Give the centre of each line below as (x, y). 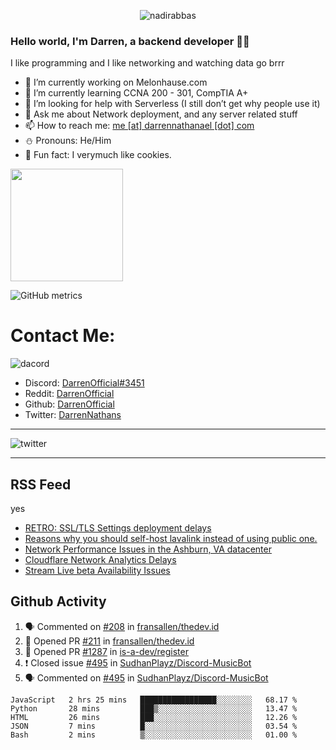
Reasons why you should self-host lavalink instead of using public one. (171, 539)
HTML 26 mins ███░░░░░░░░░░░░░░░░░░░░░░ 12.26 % (154, 717)
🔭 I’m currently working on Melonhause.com (116, 82)
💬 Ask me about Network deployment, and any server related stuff (161, 114)
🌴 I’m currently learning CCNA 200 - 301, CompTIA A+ (136, 93)
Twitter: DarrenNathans (73, 415)
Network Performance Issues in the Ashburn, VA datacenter (148, 549)
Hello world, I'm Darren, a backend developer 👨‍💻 (130, 41)
